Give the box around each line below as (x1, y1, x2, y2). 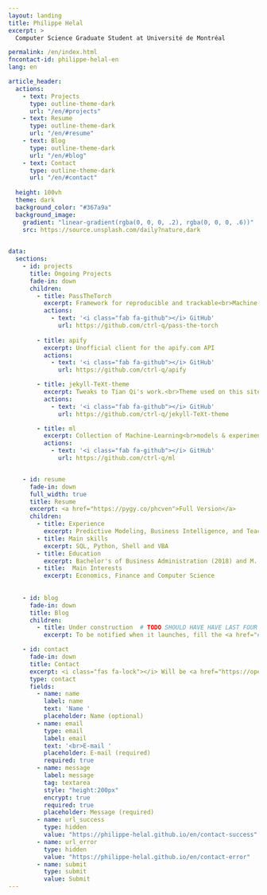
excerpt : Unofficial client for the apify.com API (43, 343, 215, 351)
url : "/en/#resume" (29, 129, 94, 138)
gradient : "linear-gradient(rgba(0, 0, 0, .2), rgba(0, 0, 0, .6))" (22, 218, 254, 226)
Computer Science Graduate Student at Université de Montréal (15, 33, 226, 42)
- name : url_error (37, 838, 98, 846)
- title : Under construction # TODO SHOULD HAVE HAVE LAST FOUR (37, 623, 258, 632)
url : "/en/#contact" (29, 174, 98, 182)
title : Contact (29, 660, 80, 668)
